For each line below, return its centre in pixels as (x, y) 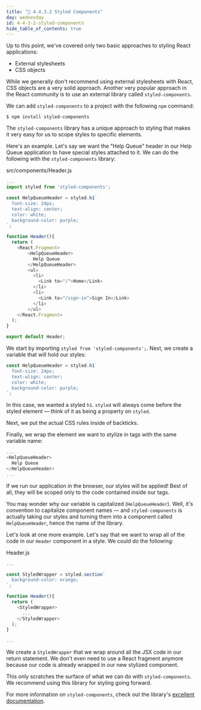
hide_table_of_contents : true (44, 29)
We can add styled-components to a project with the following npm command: (100, 106)
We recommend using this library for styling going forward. (79, 683)
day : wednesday (25, 17)
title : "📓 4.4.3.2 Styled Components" (54, 12)
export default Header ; (36, 337)
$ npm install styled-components (48, 117)
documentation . (26, 701)
